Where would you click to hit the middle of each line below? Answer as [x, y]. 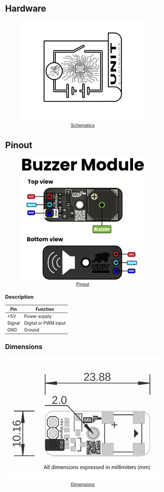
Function [45, 309]
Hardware [26, 9]
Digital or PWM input [45, 323]
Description [19, 297]
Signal [14, 323]
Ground [32, 330]
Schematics [83, 125]
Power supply [38, 316]
